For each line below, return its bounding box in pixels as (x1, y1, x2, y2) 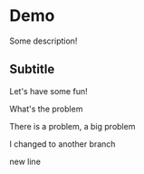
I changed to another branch (9, 138, 116, 150)
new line (9, 156, 41, 167)
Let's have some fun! (9, 85, 88, 96)
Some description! (9, 35, 78, 46)
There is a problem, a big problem (9, 121, 136, 131)
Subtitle (9, 62, 55, 77)
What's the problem (9, 103, 83, 114)
